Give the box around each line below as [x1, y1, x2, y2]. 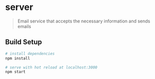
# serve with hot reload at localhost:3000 [5, 64, 98, 70]
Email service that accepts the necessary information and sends [17, 18, 150, 24]
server [5, 1, 34, 13]
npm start [5, 69, 26, 74]
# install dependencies [5, 51, 55, 56]
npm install [5, 55, 30, 61]
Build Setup [5, 38, 42, 46]
